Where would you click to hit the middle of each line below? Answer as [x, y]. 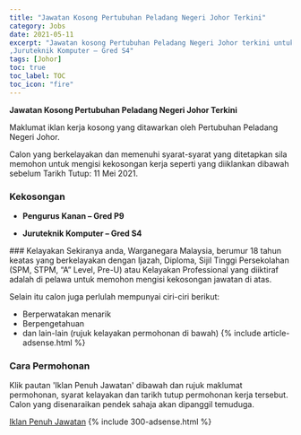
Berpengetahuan [53, 323]
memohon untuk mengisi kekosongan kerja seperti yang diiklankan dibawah [149, 163]
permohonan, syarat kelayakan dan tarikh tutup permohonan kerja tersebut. [149, 395]
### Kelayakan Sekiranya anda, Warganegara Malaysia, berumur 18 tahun [146, 250]
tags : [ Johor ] [36, 59]
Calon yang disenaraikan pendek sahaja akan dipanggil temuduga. [132, 405]
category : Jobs [38, 26]
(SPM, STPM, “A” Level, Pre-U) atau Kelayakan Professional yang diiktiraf [144, 269]
